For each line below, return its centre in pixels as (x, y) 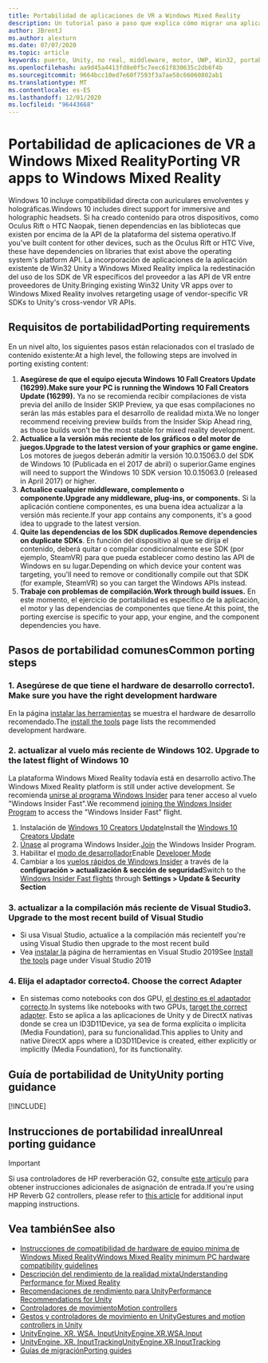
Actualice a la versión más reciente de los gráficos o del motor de (130, 438)
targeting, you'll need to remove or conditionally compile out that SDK (134, 574)
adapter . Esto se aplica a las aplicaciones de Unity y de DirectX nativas (136, 1015)
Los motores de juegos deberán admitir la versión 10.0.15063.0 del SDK (136, 455)
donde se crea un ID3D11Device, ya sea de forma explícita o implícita (133, 1024)
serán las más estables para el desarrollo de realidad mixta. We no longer (139, 413)
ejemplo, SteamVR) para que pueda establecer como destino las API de (137, 557)
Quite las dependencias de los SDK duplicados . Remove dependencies (138, 531)
